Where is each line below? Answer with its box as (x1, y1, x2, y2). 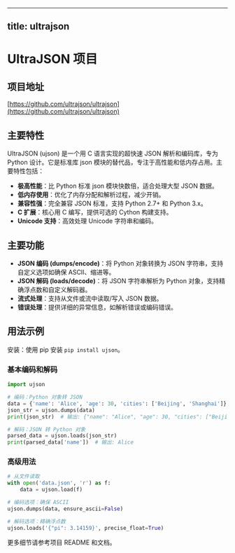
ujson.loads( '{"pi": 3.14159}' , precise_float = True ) (7, 524, 164, 531)
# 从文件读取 (7, 473, 40, 480)
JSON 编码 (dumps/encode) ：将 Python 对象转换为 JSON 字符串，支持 (17, 259, 224, 268)
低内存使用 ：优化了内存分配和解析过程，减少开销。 (17, 191, 165, 199)
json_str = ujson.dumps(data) (7, 407, 96, 414)
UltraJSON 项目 (7, 50, 98, 67)
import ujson (7, 381, 45, 388)
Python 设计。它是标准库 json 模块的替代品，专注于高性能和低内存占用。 (7, 158, 217, 167)
